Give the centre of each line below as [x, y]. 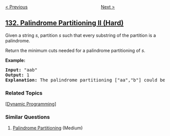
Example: [15, 60]
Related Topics [24, 93]
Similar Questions [28, 117]
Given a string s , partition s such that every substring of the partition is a [80, 35]
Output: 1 [17, 75]
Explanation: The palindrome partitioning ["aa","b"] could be [85, 80]
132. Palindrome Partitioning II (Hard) [65, 23]
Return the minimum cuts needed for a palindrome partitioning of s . [75, 50]
